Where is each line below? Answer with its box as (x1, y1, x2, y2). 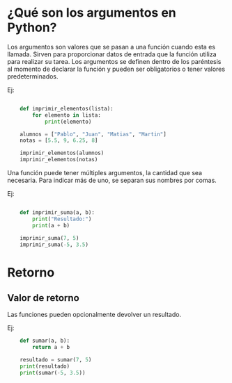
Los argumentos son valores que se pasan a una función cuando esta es (7, 42, 216, 51)
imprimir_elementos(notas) (20, 156, 98, 163)
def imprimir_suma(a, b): (20, 209, 95, 216)
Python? (7, 19, 57, 35)
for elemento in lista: (32, 111, 101, 119)
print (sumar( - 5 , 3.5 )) (20, 369, 86, 376)
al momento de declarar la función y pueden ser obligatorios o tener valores (7, 65, 225, 73)
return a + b (32, 344, 70, 351)
